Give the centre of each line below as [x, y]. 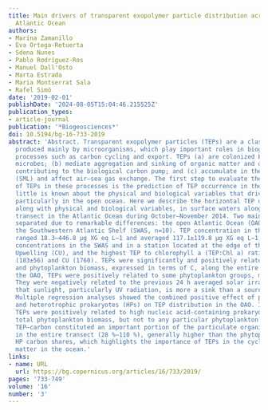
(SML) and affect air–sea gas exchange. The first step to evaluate [132, 179]
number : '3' [28, 394]
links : [19, 357]
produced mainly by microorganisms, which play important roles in [130, 149]
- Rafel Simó [30, 90]
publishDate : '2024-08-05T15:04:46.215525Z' [83, 104]
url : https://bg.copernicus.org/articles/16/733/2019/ [108, 372]
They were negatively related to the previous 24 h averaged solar [130, 283]
